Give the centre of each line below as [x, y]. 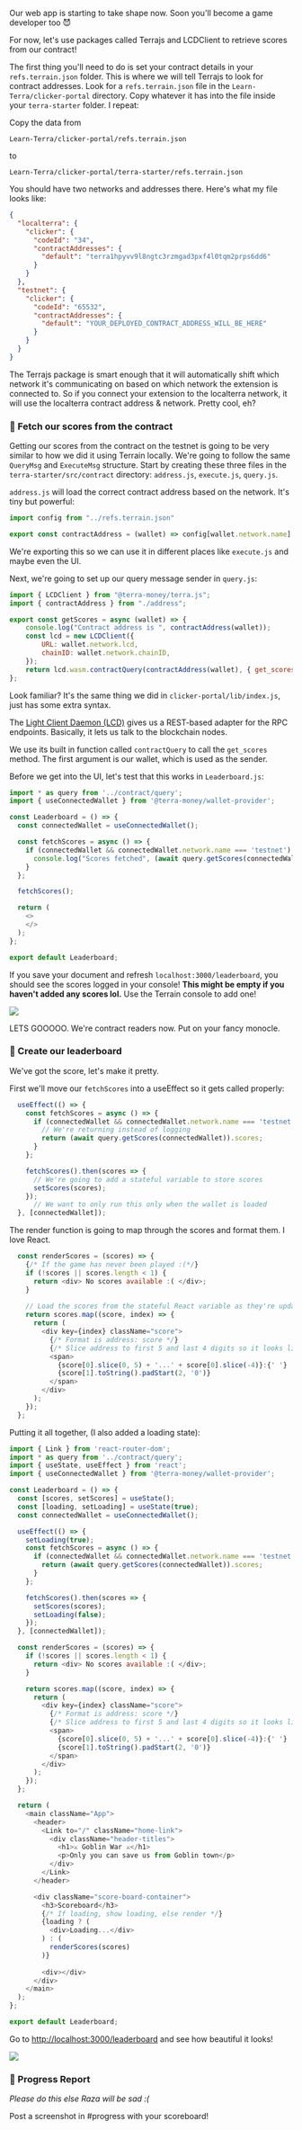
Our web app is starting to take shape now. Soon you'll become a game [141, 13]
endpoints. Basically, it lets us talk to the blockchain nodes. [118, 731]
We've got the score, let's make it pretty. [84, 1070]
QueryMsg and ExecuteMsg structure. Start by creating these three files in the [148, 465]
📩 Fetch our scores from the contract [91, 426]
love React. [30, 1240]
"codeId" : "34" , [63, 240]
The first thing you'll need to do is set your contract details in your [131, 67]
